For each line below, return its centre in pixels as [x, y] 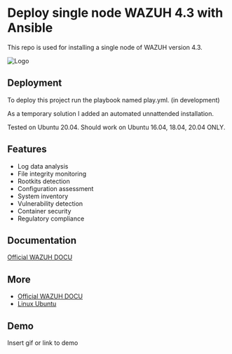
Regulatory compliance [51, 218]
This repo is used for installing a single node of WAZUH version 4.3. [105, 47]
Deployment [35, 83]
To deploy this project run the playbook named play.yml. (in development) [114, 100]
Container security [44, 211]
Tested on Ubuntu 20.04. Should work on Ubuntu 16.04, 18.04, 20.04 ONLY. [116, 127]
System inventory [43, 196]
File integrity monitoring [52, 173]
